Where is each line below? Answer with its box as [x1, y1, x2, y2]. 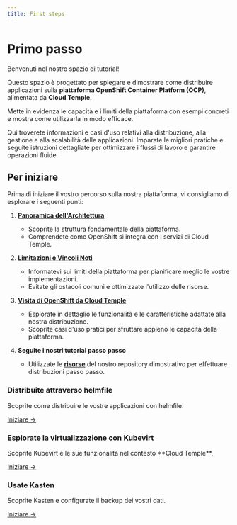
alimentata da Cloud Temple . [7, 93, 92, 101]
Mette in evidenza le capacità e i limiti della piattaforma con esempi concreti [7, 107, 229, 115]
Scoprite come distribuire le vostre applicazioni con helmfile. [7, 401, 184, 410]
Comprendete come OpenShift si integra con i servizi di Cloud [28, 232, 209, 241]
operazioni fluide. [7, 150, 59, 159]
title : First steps [7, 10, 65, 18]
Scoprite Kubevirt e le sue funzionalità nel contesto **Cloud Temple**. [7, 448, 214, 457]
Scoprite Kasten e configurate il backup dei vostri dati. [7, 497, 166, 505]
